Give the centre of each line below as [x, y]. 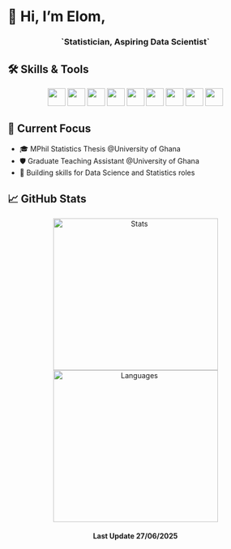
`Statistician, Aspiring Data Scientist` [135, 42]
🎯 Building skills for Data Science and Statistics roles [107, 172]
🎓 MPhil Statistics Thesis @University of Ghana [100, 148]
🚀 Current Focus [49, 129]
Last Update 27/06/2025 [135, 536]
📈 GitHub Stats [47, 199]
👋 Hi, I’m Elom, [57, 17]
